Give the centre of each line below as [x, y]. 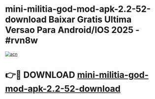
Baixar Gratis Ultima [90, 19]
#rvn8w [22, 41]
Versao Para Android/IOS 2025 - [72, 30]
